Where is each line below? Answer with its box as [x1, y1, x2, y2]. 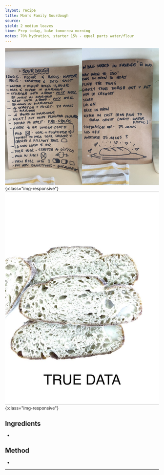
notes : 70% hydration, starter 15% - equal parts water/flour [5, 34, 134, 39]
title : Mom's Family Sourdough [5, 13, 69, 18]
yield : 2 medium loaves [5, 23, 54, 28]
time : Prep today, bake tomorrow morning [5, 28, 91, 34]
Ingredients [5, 419, 41, 428]
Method [5, 447, 30, 455]
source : [5, 18, 21, 23]
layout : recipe [5, 8, 36, 13]
